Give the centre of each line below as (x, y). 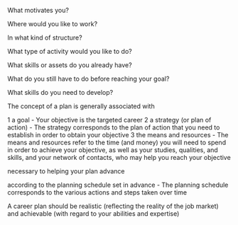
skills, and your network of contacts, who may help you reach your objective (119, 157)
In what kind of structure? (45, 37)
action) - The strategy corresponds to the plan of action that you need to (114, 127)
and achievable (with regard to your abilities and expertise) (93, 214)
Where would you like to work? (53, 24)
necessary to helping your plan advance (66, 171)
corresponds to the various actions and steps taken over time (97, 192)
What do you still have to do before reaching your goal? (88, 79)
